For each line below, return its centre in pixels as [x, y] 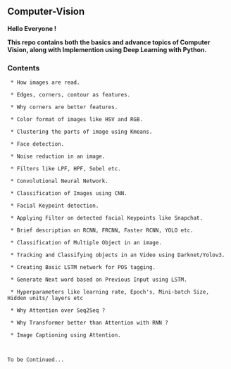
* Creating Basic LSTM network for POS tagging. [83, 268]
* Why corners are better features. [64, 107]
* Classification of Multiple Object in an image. [86, 243]
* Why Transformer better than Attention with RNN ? [89, 323]
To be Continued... [36, 360]
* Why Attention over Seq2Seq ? [58, 311]
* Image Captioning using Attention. [65, 335]
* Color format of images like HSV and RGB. [76, 120]
